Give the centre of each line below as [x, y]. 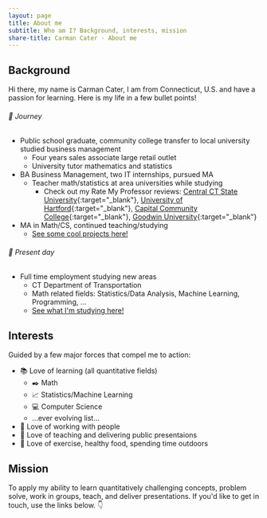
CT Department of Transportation [86, 285]
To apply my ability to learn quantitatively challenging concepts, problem [128, 488]
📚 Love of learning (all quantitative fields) [88, 371]
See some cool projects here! [80, 234]
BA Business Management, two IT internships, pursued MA [116, 175]
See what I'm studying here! [78, 311]
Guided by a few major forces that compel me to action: [100, 355]
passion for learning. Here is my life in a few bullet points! [102, 98]
